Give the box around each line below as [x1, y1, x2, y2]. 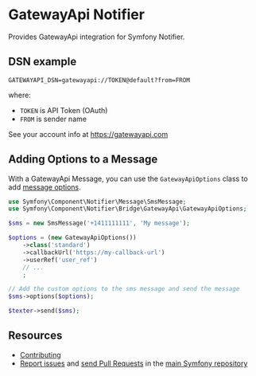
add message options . [8, 182, 81, 192]
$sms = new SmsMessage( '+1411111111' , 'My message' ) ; [8, 219, 191, 228]
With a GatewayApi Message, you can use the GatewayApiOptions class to [8, 174, 248, 183]
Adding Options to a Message [8, 153, 158, 166]
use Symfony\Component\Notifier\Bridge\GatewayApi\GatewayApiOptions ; [8, 205, 247, 213]
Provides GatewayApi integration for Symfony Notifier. [8, 32, 185, 41]
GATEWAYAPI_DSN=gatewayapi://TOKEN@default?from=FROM [8, 76, 191, 84]
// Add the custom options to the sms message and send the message [8, 285, 240, 293]
